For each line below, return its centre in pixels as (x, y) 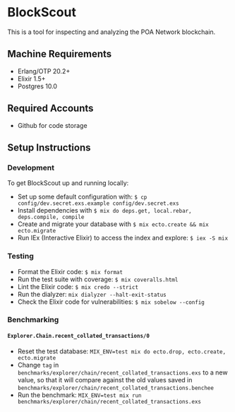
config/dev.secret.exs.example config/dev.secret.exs (98, 204)
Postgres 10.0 (37, 86)
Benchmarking (33, 320)
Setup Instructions (49, 147)
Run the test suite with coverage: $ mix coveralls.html (98, 279)
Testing (20, 257)
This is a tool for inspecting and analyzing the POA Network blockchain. (112, 32)
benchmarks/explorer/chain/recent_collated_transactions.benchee (115, 388)
